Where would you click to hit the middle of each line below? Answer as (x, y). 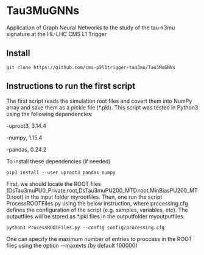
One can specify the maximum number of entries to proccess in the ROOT (99, 238)
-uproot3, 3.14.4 (26, 125)
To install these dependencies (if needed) (58, 161)
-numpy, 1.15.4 (24, 138)
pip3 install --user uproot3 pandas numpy (61, 172)
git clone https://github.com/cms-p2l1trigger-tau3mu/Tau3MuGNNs (91, 67)
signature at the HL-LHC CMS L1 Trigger (57, 34)
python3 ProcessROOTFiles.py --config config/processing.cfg (86, 227)
